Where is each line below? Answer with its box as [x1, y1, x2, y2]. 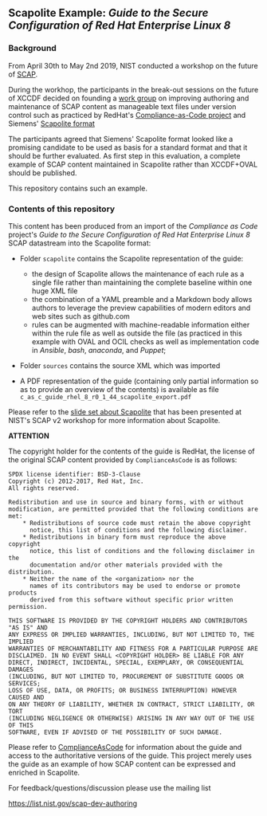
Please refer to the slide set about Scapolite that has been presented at [8, 406, 241, 417]
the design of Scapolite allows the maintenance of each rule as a [31, 269, 245, 278]
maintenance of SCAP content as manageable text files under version [8, 101, 237, 111]
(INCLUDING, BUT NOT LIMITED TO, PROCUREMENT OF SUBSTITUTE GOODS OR [8, 673, 245, 681]
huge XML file [31, 286, 78, 296]
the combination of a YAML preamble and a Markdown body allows [31, 294, 253, 304]
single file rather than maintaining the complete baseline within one [31, 277, 253, 287]
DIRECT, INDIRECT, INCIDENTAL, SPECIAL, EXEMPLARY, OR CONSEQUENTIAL [8, 658, 245, 666]
